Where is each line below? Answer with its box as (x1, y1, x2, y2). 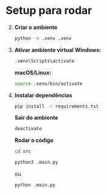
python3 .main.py (14, 160, 59, 166)
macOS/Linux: (14, 69, 52, 76)
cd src (14, 149, 31, 155)
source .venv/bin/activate (14, 80, 83, 86)
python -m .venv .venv (14, 35, 72, 41)
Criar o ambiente (14, 24, 58, 31)
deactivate (14, 126, 42, 132)
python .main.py (14, 182, 56, 188)
